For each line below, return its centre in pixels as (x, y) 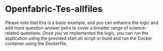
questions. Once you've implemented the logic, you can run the (84, 33)
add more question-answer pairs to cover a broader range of (67, 27)
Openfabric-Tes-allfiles (54, 9)
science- (138, 27)
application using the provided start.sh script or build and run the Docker (79, 38)
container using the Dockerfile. (36, 43)
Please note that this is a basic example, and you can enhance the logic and (82, 23)
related (12, 33)
